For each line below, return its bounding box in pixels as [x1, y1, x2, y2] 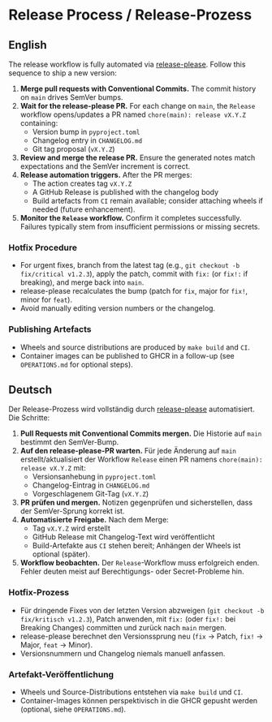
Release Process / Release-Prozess [8, 6, 253, 24]
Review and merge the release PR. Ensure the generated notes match [19, 153, 256, 162]
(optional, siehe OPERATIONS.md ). [19, 704, 127, 714]
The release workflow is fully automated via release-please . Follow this [8, 59, 246, 69]
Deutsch [8, 383, 53, 397]
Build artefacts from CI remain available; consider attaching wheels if [32, 196, 264, 205]
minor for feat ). [19, 294, 73, 305]
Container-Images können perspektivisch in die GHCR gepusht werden [19, 696, 258, 705]
